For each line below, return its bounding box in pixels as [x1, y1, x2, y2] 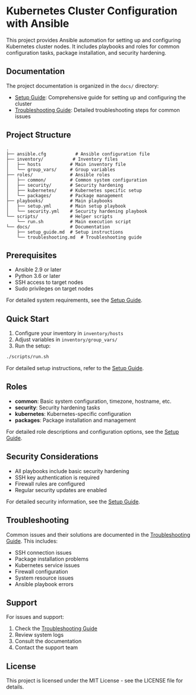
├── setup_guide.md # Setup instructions [17, 229, 124, 235]
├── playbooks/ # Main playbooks [6, 198, 113, 204]
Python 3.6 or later [14, 273, 61, 280]
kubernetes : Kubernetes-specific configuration [14, 410, 132, 417]
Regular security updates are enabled [14, 486, 107, 493]
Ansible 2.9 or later [14, 266, 62, 273]
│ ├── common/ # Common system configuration [6, 177, 147, 183]
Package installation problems [14, 555, 89, 562]
